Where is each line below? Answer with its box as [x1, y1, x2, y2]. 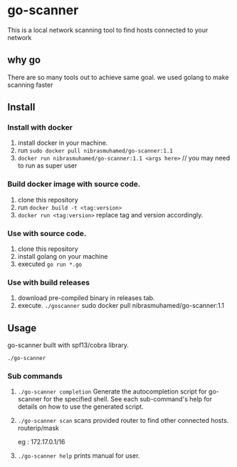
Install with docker [7, 123, 73, 133]
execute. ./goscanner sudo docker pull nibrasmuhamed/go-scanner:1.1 [17, 302, 225, 310]
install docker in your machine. [17, 138, 108, 148]
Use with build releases [7, 277, 90, 287]
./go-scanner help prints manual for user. [17, 451, 140, 460]
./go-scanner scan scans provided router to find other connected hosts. [17, 416, 229, 425]
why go [7, 54, 41, 66]
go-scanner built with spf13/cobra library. [7, 341, 130, 349]
